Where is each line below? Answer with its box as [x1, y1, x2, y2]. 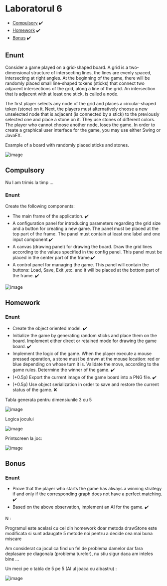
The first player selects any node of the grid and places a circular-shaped [5, 100, 156, 106]
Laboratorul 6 [5, 3, 62, 14]
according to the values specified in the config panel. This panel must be [12, 249, 163, 255]
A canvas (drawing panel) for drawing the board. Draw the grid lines [12, 243, 153, 249]
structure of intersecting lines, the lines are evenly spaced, [31, 69, 152, 75]
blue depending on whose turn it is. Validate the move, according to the [12, 361, 160, 367]
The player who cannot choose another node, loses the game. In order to [5, 122, 156, 128]
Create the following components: [5, 203, 75, 209]
